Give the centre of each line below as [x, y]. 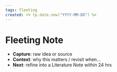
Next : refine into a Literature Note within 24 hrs [62, 65]
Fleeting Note [34, 40]
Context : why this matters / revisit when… [56, 60]
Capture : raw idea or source [42, 54]
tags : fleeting [21, 10]
